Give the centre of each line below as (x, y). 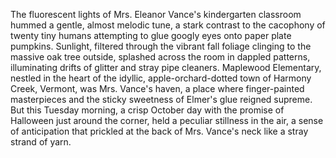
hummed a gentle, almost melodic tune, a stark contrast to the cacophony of (168, 25)
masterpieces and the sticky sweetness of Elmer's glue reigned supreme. (161, 99)
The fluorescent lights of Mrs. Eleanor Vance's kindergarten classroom (156, 14)
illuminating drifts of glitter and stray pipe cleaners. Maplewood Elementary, (166, 67)
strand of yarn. (41, 142)
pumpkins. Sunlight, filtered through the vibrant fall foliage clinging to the (161, 46)
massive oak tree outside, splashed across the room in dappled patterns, (160, 57)
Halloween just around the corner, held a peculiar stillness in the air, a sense (167, 120)
